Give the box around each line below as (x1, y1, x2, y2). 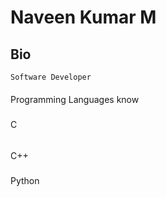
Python (10, 174, 40, 186)
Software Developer (10, 72, 92, 82)
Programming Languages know (10, 93, 140, 105)
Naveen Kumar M (10, 6, 157, 29)
